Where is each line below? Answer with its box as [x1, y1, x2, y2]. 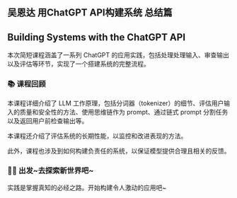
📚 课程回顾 [7, 79, 46, 89]
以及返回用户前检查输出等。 [7, 116, 88, 125]
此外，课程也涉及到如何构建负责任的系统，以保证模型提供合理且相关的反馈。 [7, 146, 231, 155]
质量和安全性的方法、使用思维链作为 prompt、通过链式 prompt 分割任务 [19, 107, 229, 116]
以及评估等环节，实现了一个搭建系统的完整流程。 [7, 59, 150, 69]
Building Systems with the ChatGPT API [7, 31, 186, 43]
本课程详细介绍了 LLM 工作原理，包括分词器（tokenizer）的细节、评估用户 [7, 98, 224, 107]
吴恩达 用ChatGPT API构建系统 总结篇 [7, 6, 173, 19]
